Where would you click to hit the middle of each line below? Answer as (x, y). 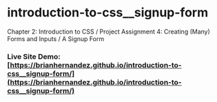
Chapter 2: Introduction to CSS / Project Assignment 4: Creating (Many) (108, 31)
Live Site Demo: (34, 56)
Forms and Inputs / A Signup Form (56, 38)
